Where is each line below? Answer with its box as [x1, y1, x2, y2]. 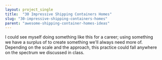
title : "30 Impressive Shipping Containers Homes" [5, 12, 112, 17]
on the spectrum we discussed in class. [5, 50, 85, 56]
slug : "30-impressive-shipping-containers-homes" [5, 16, 108, 21]
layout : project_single [5, 7, 54, 12]
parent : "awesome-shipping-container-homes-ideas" [5, 20, 110, 26]
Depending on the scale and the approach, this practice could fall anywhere [5, 44, 157, 50]
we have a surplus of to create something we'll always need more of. [5, 40, 143, 45]
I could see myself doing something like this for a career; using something [5, 34, 153, 40]
